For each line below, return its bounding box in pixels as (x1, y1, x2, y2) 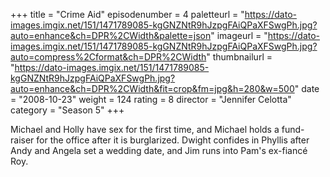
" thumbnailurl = (206, 51, 273, 63)
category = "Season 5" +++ (10, 104, 125, 116)
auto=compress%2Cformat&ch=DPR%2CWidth (10, 51, 207, 63)
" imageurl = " (210, 30, 268, 41)
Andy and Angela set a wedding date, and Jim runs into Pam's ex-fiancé (10, 145, 308, 156)
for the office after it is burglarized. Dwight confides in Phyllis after (36, 134, 310, 146)
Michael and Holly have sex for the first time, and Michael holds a (10, 124, 280, 135)
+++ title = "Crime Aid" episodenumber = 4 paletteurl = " (10, 9, 245, 20)
